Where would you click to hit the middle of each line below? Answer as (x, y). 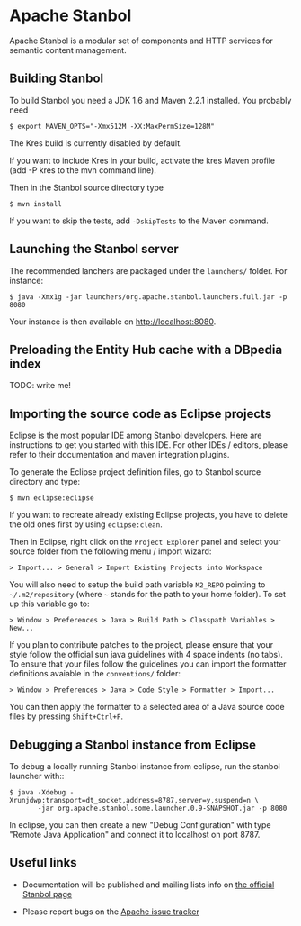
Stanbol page (47, 894)
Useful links (44, 862)
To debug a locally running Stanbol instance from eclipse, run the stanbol (145, 766)
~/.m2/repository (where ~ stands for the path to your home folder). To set (147, 595)
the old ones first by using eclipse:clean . (86, 524)
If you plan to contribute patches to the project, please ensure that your (142, 645)
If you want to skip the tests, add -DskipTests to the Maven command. (139, 221)
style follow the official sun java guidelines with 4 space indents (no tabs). (146, 655)
